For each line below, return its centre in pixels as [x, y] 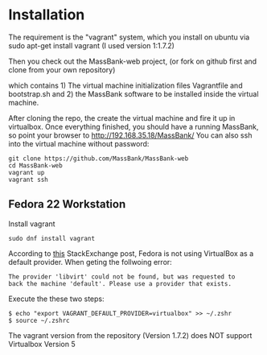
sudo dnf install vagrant [51, 238]
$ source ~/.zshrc [39, 320]
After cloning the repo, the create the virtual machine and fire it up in [122, 118]
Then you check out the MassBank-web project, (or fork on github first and [133, 61]
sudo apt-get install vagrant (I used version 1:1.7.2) [92, 45]
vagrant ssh [28, 180]
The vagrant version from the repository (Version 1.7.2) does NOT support [130, 335]
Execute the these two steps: [56, 299]
